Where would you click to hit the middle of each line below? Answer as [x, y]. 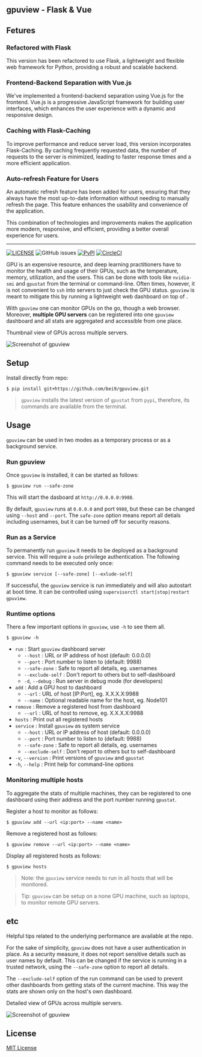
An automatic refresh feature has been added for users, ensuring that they [98, 192]
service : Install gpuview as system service [67, 726]
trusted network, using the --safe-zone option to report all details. [88, 967]
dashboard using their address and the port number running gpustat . [91, 799]
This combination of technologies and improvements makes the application [99, 222]
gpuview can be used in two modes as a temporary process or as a [88, 440]
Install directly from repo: [37, 378]
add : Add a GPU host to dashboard [58, 688]
